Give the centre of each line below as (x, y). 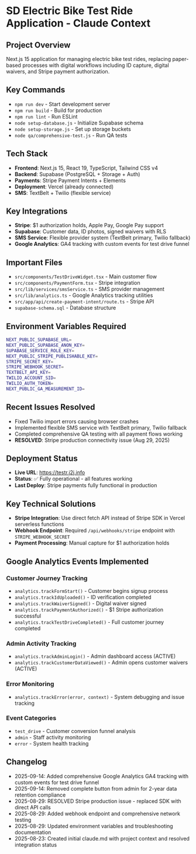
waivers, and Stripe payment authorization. (58, 71)
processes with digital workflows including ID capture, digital (96, 65)
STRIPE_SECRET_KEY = (30, 362)
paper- (180, 59)
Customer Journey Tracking (47, 578)
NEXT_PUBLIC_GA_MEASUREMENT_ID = (45, 389)
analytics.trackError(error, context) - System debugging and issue (99, 697)
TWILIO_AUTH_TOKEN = (30, 384)
